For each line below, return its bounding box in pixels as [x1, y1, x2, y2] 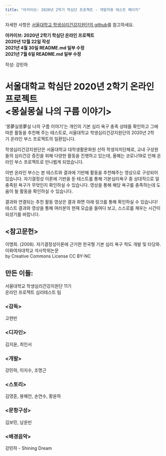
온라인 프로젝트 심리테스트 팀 [5, 289, 61, 295]
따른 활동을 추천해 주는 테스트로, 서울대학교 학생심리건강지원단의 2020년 [5, 129, 147, 135]
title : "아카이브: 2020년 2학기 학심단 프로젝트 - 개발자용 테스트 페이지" [5, 7, 141, 12]
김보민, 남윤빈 [5, 419, 32, 425]
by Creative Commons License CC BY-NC [5, 253, 91, 259]
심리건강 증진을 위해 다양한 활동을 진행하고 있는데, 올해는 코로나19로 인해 [14, 153, 156, 159]
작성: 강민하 [5, 61, 28, 67]
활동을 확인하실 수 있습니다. [19, 188, 73, 194]
